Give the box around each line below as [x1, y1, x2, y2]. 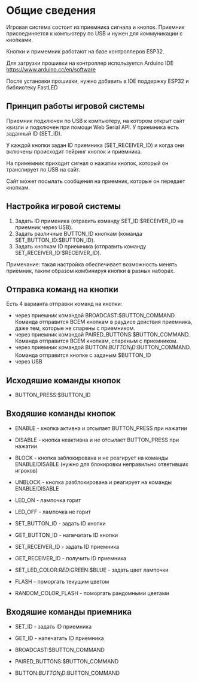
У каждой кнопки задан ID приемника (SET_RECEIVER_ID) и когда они [6, 142, 184, 149]
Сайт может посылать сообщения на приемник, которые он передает [6, 178, 185, 185]
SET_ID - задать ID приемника [14, 623, 92, 630]
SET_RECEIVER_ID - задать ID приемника [14, 543, 120, 550]
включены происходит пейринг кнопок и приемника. [6, 148, 142, 155]
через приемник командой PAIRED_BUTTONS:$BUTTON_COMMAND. [14, 331, 190, 338]
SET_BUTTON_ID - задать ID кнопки [14, 519, 106, 527]
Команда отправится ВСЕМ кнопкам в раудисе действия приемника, [14, 319, 193, 326]
